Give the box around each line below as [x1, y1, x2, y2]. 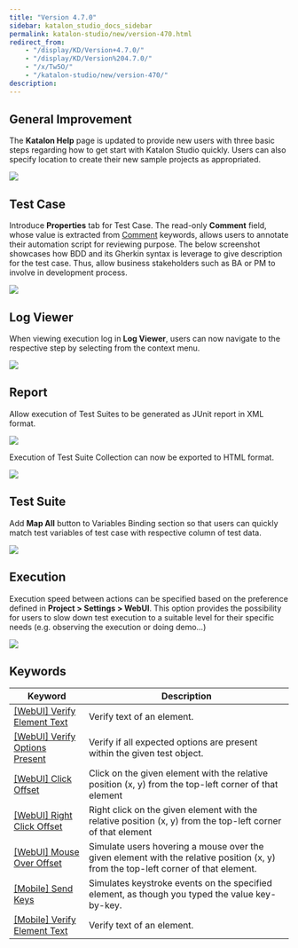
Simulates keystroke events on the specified [88, 877, 272, 889]
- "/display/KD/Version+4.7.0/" [25, 46, 145, 55]
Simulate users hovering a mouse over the [88, 841, 264, 853]
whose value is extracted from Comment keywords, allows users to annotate [9, 230, 289, 241]
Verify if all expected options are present [88, 736, 258, 748]
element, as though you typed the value [88, 889, 255, 901]
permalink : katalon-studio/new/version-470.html [9, 29, 192, 38]
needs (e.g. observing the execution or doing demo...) [9, 621, 207, 632]
